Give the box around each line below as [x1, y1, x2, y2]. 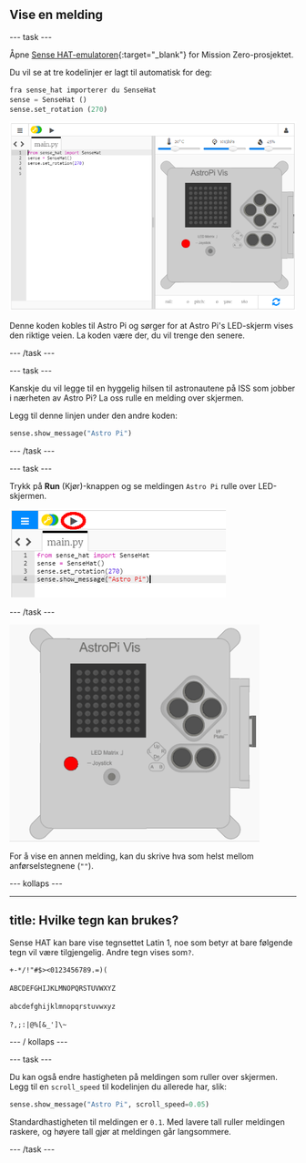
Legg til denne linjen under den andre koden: [9, 410, 178, 421]
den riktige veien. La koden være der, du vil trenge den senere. [9, 330, 246, 341]
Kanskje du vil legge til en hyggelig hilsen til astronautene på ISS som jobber [9, 383, 296, 393]
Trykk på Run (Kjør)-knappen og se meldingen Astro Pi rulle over [9, 480, 257, 491]
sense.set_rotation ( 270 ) [9, 105, 107, 114]
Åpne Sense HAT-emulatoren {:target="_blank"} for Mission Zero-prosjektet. [9, 49, 294, 60]
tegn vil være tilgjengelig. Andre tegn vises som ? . [9, 946, 195, 957]
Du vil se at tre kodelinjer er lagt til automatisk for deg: [9, 66, 212, 77]
